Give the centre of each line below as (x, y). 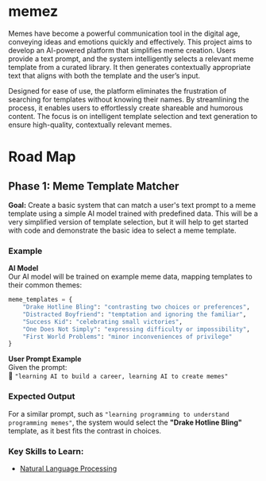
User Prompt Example (45, 359)
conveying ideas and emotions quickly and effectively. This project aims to (130, 41)
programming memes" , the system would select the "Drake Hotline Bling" (125, 422)
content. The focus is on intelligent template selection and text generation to (133, 116)
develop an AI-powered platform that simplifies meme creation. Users (122, 50)
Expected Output (42, 397)
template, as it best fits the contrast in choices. (85, 430)
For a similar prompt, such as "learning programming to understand (119, 414)
